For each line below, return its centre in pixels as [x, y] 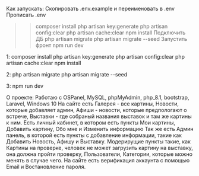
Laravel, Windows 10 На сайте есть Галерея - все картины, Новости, [93, 104]
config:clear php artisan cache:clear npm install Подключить [110, 33]
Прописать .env [26, 15]
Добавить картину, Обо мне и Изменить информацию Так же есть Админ [100, 129]
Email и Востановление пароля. [46, 167]
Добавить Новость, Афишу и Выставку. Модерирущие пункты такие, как [99, 141]
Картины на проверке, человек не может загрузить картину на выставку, [99, 148]
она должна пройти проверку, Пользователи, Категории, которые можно [99, 154]
